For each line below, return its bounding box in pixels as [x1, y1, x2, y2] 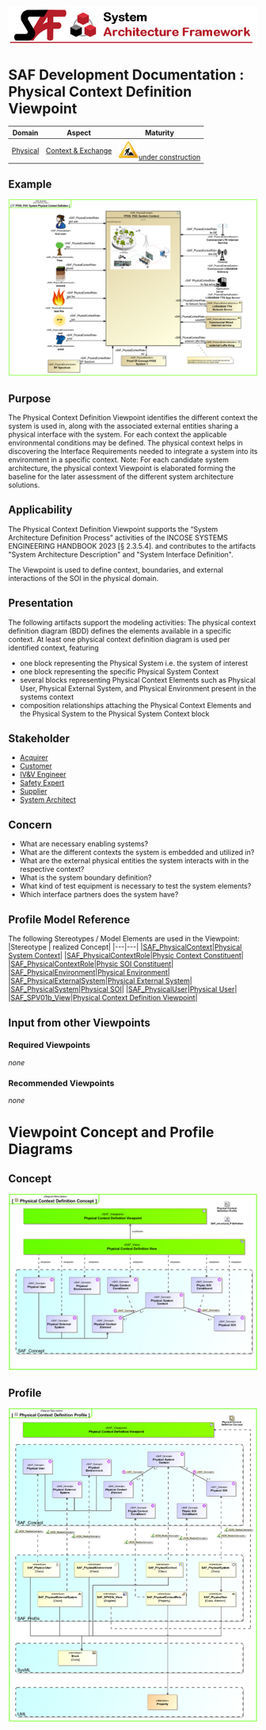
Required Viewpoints [8, 1039, 91, 1050]
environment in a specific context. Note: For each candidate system [8, 455, 230, 464]
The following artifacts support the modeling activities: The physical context [8, 618, 256, 627]
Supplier [19, 787, 47, 796]
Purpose [8, 391, 51, 405]
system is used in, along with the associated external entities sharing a [8, 422, 239, 431]
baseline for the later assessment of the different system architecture [8, 472, 234, 482]
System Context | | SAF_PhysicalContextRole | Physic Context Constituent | [8, 951, 244, 961]
